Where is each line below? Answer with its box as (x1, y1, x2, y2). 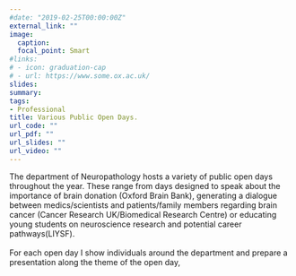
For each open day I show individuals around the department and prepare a (9, 247, 289, 258)
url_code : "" (9, 122, 58, 131)
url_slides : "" (9, 138, 66, 147)
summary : (9, 88, 42, 97)
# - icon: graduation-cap (9, 64, 106, 73)
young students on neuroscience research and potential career (9, 219, 242, 229)
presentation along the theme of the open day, (9, 256, 181, 267)
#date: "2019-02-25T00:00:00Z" (9, 13, 126, 22)
